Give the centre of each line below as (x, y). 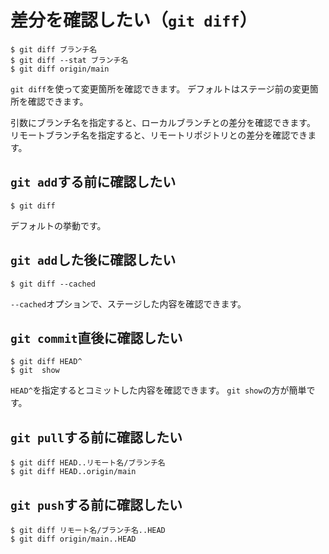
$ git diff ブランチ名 (54, 49)
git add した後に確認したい (93, 260)
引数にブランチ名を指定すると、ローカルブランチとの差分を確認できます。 (163, 122)
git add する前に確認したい (93, 182)
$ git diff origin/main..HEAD (73, 539)
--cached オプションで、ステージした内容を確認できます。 (128, 303)
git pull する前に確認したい (96, 437)
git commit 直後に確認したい (96, 337)
